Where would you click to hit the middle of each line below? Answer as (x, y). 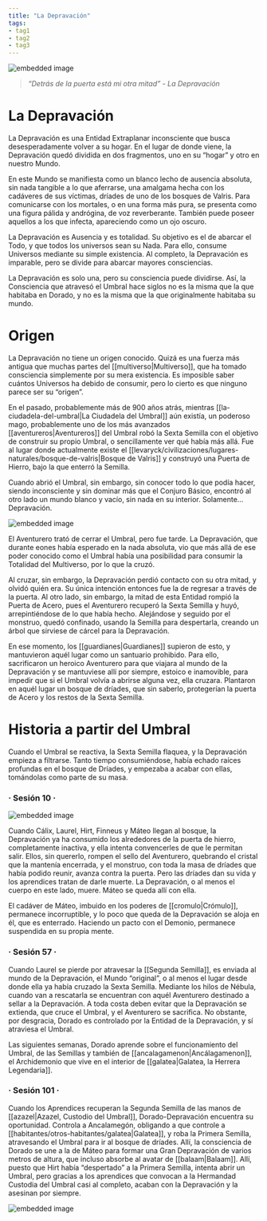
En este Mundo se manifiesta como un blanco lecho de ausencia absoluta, (130, 179)
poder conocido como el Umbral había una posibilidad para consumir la (126, 556)
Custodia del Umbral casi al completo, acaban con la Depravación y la (123, 1184)
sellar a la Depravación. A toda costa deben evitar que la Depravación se (128, 1004)
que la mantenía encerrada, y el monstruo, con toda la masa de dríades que (132, 865)
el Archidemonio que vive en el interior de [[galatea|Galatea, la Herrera (124, 1061)
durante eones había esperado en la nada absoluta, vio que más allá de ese (132, 547)
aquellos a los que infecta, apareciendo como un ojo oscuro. (108, 221)
